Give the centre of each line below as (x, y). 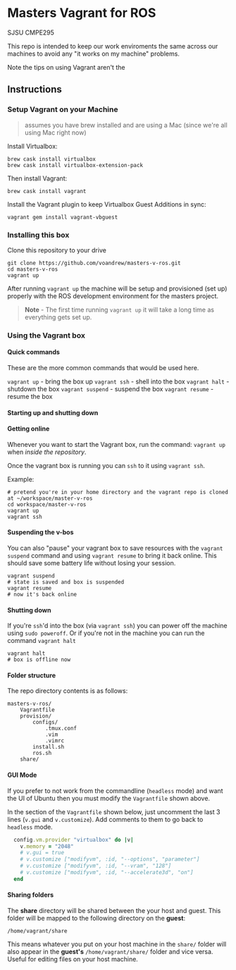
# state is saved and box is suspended (66, 582)
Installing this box (38, 235)
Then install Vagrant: (37, 178)
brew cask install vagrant (47, 191)
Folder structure (32, 675)
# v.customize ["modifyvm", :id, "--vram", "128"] (96, 866)
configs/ (45, 723)
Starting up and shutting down (53, 412)
